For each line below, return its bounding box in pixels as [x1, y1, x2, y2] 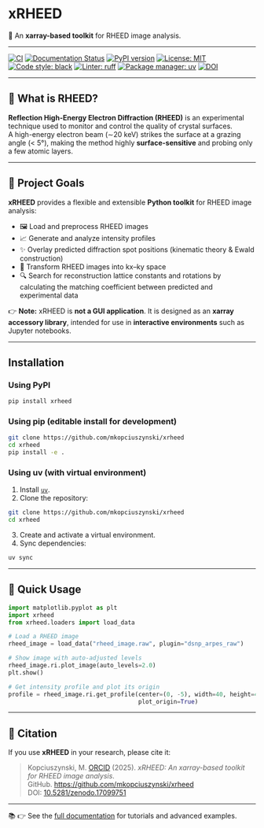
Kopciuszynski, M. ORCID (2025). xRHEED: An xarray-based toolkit [27, 763, 245, 772]
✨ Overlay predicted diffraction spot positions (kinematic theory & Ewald [19, 245, 255, 254]
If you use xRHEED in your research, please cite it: [8, 748, 171, 757]
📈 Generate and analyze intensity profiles [19, 233, 156, 242]
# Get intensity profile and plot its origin [8, 682, 159, 691]
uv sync [8, 554, 34, 562]
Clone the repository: [19, 493, 89, 503]
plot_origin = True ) [137, 697, 199, 705]
